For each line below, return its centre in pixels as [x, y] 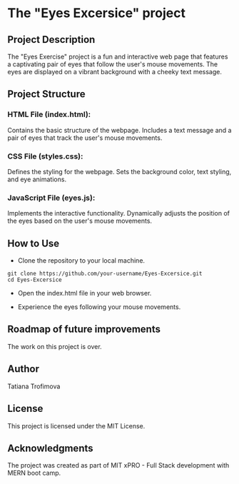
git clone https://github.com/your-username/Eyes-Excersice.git [105, 274]
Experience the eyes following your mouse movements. [99, 307]
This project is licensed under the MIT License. [76, 425]
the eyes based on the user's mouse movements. [80, 221]
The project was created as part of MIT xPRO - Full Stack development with [118, 465]
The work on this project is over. [55, 346]
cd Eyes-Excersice [35, 280]
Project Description [51, 40]
